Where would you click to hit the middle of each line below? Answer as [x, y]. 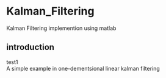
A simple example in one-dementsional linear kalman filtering [83, 68]
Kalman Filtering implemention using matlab [61, 28]
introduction [31, 47]
